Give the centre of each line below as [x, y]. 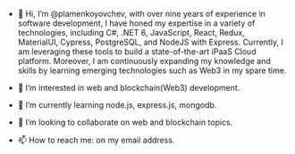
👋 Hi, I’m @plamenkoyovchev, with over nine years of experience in [142, 14]
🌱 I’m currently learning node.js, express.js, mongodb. [117, 105]
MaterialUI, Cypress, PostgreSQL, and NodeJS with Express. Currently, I [151, 42]
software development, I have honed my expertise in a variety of [136, 23]
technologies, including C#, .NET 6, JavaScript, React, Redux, [131, 32]
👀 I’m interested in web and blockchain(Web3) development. [129, 88]
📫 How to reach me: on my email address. [96, 140]
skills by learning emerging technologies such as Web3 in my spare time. [152, 70]
